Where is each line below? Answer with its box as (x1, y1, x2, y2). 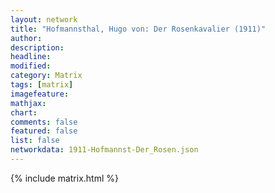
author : (10, 33, 43, 43)
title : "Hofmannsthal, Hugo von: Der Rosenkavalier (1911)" (10, 24, 267, 34)
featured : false (10, 126, 78, 136)
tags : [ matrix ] (10, 80, 74, 90)
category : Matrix (10, 71, 83, 81)
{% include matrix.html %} (10, 172, 119, 184)
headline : (10, 52, 52, 62)
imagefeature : (10, 89, 70, 99)
